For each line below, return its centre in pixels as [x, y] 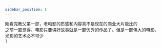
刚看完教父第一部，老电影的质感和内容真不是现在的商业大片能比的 [71, 24]
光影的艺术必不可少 [24, 36]
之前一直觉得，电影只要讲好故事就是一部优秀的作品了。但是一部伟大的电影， [82, 30]
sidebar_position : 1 [26, 9]
